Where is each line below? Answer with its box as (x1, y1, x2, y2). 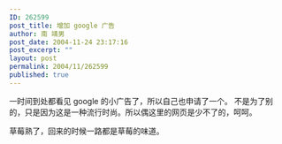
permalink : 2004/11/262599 (9, 63, 109, 72)
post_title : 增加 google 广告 (9, 21, 115, 30)
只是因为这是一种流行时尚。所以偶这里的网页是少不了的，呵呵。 (24, 107, 257, 117)
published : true (9, 71, 69, 80)
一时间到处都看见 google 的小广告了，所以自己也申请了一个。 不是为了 (9, 95, 266, 106)
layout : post (9, 54, 57, 63)
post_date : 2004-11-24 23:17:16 (9, 37, 128, 47)
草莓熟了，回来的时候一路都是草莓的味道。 (9, 125, 164, 136)
